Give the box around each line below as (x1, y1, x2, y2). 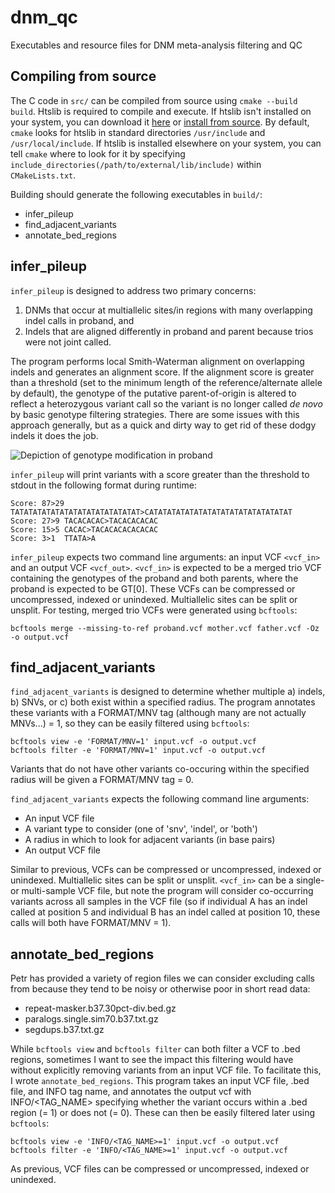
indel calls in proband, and (24, 314, 135, 326)
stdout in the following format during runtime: (10, 479, 197, 491)
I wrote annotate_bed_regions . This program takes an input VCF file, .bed (10, 1075, 310, 1087)
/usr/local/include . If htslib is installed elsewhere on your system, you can (10, 137, 322, 149)
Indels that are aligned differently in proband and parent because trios (24, 325, 314, 337)
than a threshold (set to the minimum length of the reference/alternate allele (10, 376, 323, 388)
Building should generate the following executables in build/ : (10, 188, 263, 200)
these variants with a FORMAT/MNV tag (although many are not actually (10, 707, 307, 719)
